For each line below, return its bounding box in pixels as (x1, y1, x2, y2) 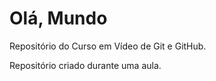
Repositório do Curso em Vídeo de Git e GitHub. (9, 40, 207, 52)
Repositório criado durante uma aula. (9, 59, 162, 71)
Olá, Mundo (9, 7, 108, 30)
